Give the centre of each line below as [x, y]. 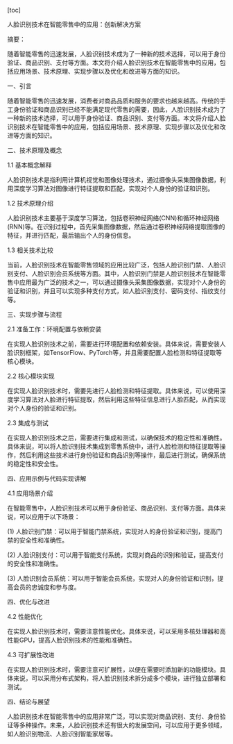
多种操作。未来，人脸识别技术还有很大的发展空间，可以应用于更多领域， [122, 725]
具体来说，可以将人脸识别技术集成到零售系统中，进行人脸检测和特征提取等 [113, 446]
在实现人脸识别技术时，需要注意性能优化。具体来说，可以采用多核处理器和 [113, 631]
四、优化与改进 [28, 602]
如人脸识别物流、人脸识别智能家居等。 [62, 734]
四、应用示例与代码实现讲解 [47, 478]
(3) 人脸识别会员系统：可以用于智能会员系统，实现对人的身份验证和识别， [112, 578]
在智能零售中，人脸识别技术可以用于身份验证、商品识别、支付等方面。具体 [113, 508]
